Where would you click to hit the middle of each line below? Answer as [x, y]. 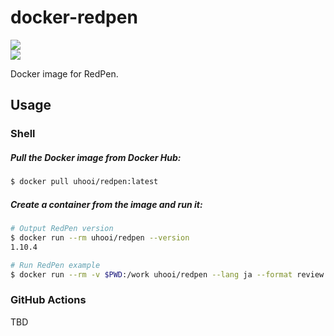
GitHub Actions [48, 300]
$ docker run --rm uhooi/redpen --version [100, 237]
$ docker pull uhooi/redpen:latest [84, 182]
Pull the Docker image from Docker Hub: [96, 157]
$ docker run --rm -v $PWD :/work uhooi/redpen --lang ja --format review [167, 274]
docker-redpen [74, 17]
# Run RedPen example [55, 265]
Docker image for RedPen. [64, 73]
